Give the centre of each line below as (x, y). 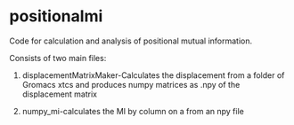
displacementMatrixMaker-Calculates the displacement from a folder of (153, 75)
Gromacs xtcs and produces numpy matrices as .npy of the (131, 84)
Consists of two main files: (58, 58)
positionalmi (56, 16)
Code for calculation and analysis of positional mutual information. (131, 41)
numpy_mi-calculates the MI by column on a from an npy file (133, 111)
